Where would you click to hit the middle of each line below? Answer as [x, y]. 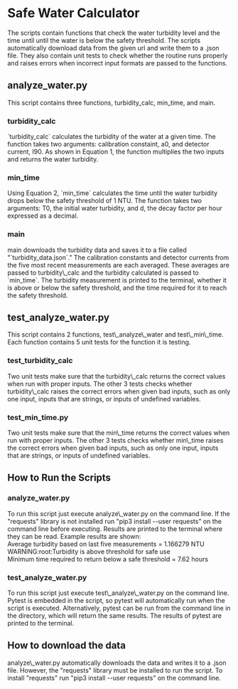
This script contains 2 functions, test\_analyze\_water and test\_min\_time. [115, 335]
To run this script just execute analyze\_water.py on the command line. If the [119, 513]
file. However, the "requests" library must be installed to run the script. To [115, 670]
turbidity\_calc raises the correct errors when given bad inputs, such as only [119, 391]
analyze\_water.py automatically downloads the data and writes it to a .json [117, 663]
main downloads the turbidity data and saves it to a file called [97, 250]
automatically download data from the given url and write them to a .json [113, 48]
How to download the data [67, 646]
